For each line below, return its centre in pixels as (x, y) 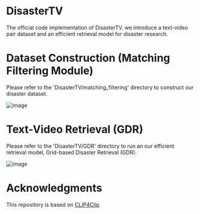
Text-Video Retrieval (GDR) (75, 129)
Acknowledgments (54, 188)
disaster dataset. (27, 93)
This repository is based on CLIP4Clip (53, 204)
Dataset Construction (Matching (88, 58)
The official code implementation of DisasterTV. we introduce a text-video (97, 27)
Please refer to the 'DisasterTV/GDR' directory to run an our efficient (90, 146)
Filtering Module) (50, 71)
